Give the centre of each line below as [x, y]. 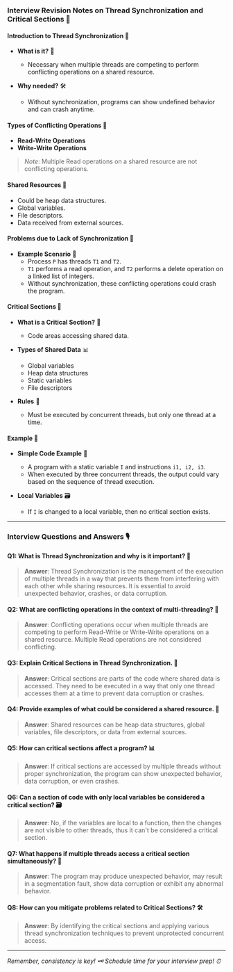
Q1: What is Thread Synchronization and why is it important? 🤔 [99, 556]
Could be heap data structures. [62, 200]
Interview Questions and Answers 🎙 [69, 537]
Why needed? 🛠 [42, 86]
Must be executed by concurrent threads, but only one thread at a [122, 414]
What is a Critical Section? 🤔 [59, 322]
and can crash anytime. [61, 109]
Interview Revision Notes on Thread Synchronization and [105, 10]
